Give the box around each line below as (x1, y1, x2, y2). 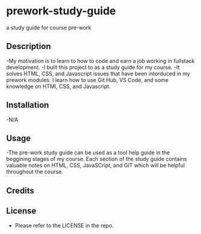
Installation (6, 100, 49, 110)
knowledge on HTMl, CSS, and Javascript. (6, 83, 111, 90)
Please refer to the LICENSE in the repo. (14, 221, 114, 229)
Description (6, 41, 51, 51)
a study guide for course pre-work (6, 24, 92, 31)
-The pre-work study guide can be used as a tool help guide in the (6, 149, 170, 156)
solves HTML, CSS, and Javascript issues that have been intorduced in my (6, 70, 191, 77)
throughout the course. (6, 168, 64, 175)
